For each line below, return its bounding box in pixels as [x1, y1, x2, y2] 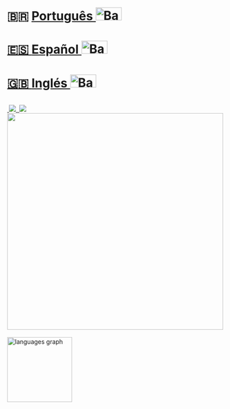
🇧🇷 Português [7, 8, 93, 24]
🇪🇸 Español [7, 42, 79, 58]
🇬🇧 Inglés [7, 75, 68, 91]
